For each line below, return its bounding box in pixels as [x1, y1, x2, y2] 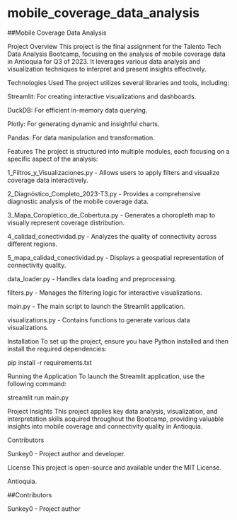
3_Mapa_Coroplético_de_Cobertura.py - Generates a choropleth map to [7, 210, 216, 219]
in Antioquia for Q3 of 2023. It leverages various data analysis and [7, 57, 200, 65]
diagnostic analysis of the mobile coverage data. [7, 197, 149, 205]
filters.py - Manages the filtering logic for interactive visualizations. [7, 288, 203, 297]
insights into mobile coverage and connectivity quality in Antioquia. [7, 422, 203, 430]
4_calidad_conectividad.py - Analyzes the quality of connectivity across [7, 232, 217, 240]
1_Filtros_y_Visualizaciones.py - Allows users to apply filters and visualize [7, 168, 220, 176]
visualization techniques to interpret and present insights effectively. [7, 64, 207, 73]
